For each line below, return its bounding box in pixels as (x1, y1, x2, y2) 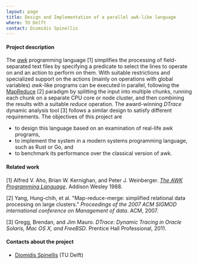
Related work (6, 163, 40, 170)
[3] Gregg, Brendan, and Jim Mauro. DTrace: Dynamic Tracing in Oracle (6, 218, 182, 226)
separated (6, 63, 31, 70)
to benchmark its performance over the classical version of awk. (14, 150, 173, 157)
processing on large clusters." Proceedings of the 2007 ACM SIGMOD (6, 201, 177, 208)
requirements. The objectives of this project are (6, 113, 123, 120)
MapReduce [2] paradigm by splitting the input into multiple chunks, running (6, 88, 193, 95)
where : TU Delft (6, 20, 46, 25)
